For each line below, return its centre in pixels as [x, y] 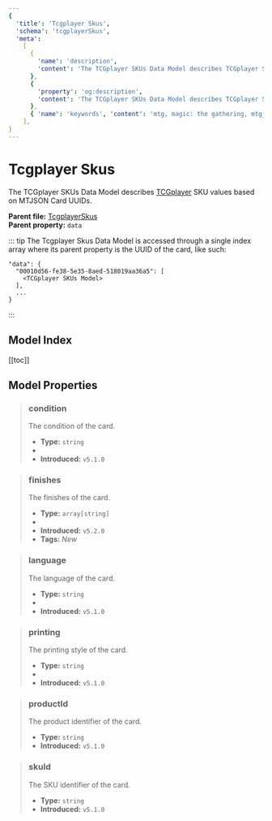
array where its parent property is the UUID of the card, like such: [117, 249]
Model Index [40, 341]
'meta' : [29, 39]
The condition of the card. [72, 426]
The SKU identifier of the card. [79, 784]
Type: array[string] [75, 513]
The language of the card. [72, 578]
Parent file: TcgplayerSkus [53, 216]
